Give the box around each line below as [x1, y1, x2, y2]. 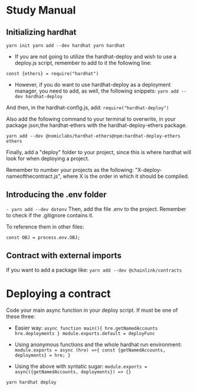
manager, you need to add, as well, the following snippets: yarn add [14, 87, 179, 95]
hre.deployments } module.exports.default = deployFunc [14, 330, 155, 337]
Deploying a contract [6, 287, 111, 300]
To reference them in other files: [6, 223, 84, 230]
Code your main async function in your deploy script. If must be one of [6, 307, 178, 314]
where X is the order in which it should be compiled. [63, 172, 189, 180]
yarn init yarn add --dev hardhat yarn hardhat [6, 43, 126, 48]
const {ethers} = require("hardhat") [6, 71, 99, 77]
